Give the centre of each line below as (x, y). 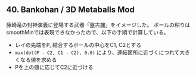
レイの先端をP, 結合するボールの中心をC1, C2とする (78, 45)
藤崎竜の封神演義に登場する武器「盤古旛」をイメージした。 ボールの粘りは (98, 25)
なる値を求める (38, 59)
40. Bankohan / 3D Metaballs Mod (71, 10)
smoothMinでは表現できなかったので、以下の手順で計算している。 (88, 32)
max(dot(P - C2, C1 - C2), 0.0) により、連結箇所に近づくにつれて (97, 52)
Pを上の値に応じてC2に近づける (54, 67)
